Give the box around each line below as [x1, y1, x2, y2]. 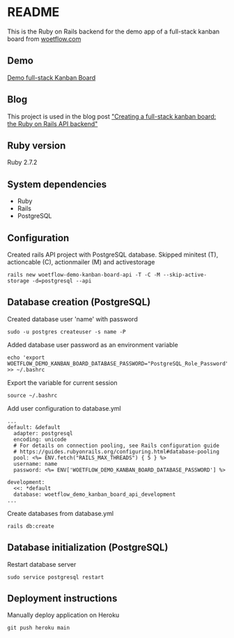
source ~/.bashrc [7, 392, 58, 399]
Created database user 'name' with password [7, 314, 138, 323]
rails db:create [7, 522, 54, 530]
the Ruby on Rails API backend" [7, 119, 98, 128]
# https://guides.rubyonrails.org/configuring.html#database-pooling [13, 448, 219, 455]
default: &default [7, 423, 61, 431]
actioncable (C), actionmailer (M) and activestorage [7, 258, 155, 266]
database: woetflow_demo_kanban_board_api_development [13, 491, 176, 498]
